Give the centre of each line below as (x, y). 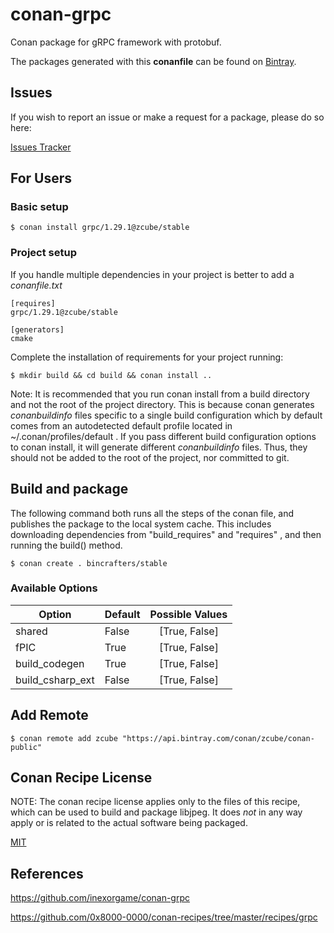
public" (26, 747)
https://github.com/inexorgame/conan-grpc (100, 898)
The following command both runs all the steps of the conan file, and (152, 513)
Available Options (54, 588)
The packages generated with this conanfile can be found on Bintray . (153, 61)
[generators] (37, 329)
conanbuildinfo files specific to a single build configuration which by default (166, 415)
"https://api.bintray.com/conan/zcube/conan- (218, 738)
